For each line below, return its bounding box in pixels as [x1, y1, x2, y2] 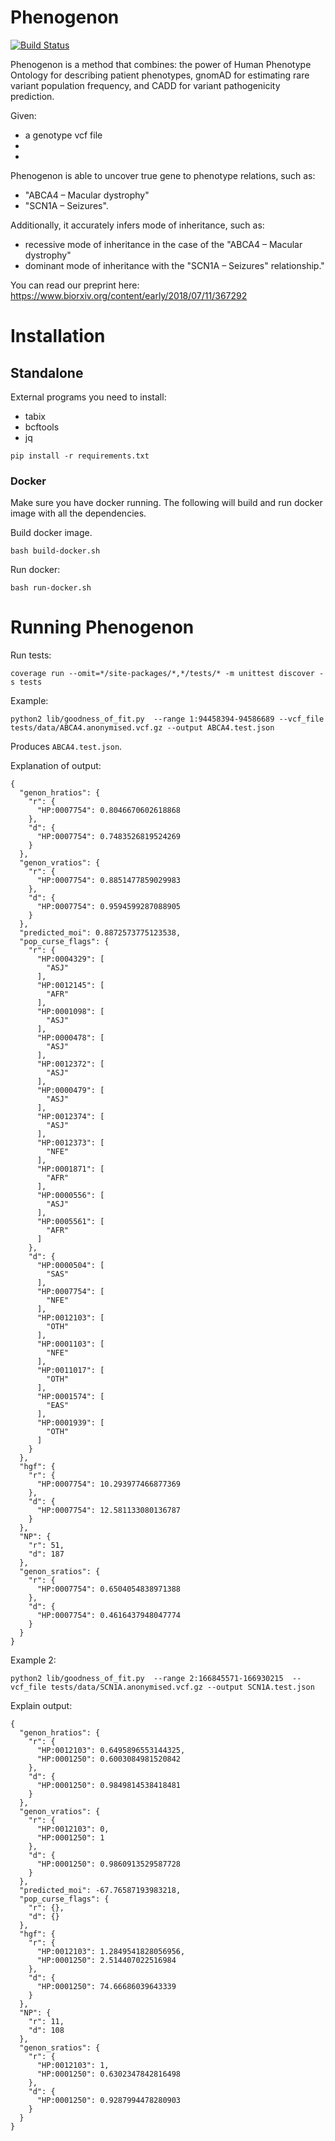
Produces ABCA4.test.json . [10, 741, 123, 753]
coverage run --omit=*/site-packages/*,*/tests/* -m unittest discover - [10, 669, 325, 679]
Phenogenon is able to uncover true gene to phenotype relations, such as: [10, 169, 316, 181]
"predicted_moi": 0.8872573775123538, [19, 928, 182, 938]
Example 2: [10, 1654, 57, 1666]
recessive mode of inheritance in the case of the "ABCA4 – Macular [24, 238, 303, 250]
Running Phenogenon [10, 616, 195, 639]
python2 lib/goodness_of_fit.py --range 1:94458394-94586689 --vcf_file [10, 714, 325, 725]
